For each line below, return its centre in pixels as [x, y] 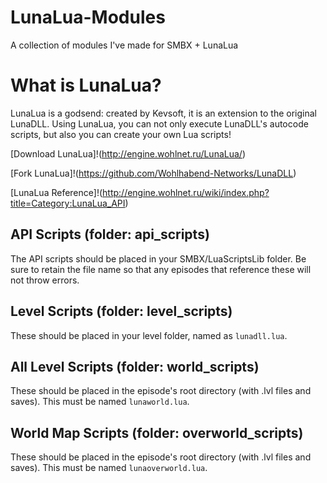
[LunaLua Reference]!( [56, 192]
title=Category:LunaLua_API [68, 203]
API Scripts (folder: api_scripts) [110, 234]
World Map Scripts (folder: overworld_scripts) [157, 432]
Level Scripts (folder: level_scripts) [121, 311]
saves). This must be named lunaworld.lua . [100, 402]
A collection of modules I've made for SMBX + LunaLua [124, 45]
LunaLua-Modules [88, 17]
